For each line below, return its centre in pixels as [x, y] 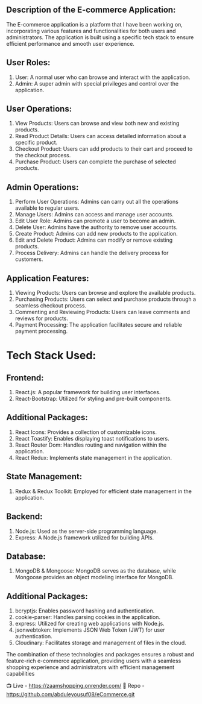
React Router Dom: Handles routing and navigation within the [91, 445]
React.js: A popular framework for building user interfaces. [88, 392]
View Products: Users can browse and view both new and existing [97, 124]
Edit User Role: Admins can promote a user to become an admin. [95, 221]
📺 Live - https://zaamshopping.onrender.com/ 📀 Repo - [75, 686]
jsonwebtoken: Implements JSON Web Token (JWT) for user [90, 630]
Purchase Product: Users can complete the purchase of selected [95, 162]
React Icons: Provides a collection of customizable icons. [86, 432]
